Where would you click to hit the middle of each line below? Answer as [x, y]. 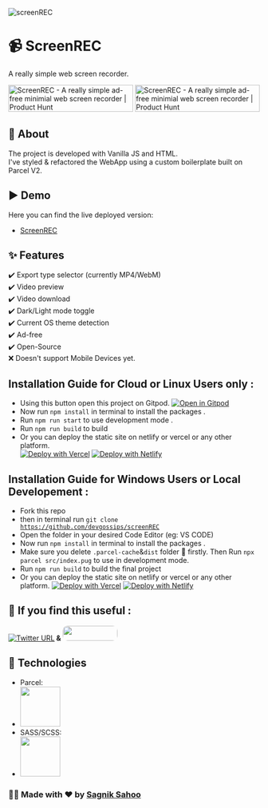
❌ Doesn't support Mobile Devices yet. [72, 358]
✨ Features [36, 255]
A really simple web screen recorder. [69, 73]
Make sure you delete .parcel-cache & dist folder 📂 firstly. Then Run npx [137, 552]
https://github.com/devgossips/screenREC [89, 527]
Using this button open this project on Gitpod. [95, 403]
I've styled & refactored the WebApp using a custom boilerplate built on [126, 162]
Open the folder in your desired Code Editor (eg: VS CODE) [116, 535]
